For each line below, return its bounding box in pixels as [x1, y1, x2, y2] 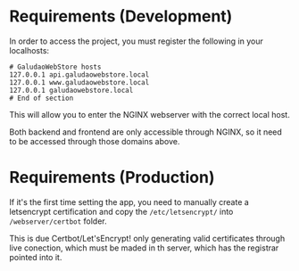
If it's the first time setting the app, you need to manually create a [9, 196, 250, 207]
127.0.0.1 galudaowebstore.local [9, 86, 134, 94]
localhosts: [9, 45, 50, 55]
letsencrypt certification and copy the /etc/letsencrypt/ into [9, 206, 234, 217]
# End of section [9, 94, 74, 103]
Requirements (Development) [9, 6, 233, 27]
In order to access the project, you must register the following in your [9, 36, 263, 46]
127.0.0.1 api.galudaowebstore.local [9, 70, 150, 79]
